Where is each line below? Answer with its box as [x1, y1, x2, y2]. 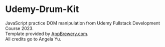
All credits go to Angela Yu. [5, 36, 62, 42]
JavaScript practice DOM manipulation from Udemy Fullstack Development [5, 20, 160, 26]
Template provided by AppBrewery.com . [5, 30, 89, 36]
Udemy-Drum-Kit [5, 3, 79, 15]
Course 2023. [5, 25, 34, 31]
